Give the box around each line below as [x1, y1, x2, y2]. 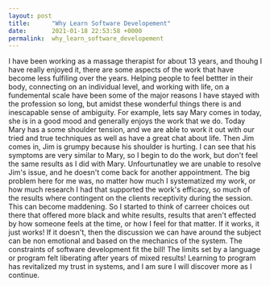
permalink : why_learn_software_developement [8, 34, 164, 43]
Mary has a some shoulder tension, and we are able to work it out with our [8, 125, 255, 135]
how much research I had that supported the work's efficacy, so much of [8, 184, 251, 194]
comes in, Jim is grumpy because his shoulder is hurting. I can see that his [8, 142, 256, 151]
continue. [8, 271, 40, 280]
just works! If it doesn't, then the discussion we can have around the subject [8, 227, 262, 238]
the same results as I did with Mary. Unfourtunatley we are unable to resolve [8, 159, 262, 169]
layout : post [8, 11, 52, 20]
